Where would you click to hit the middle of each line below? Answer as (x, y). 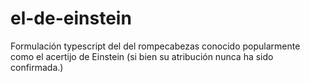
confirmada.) (37, 67)
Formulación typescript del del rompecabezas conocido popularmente (155, 46)
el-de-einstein (71, 18)
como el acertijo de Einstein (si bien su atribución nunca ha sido (142, 56)
